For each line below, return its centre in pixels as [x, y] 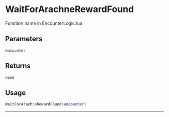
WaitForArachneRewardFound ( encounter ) [46, 104]
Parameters [24, 39]
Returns [18, 66]
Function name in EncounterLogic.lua [44, 23]
